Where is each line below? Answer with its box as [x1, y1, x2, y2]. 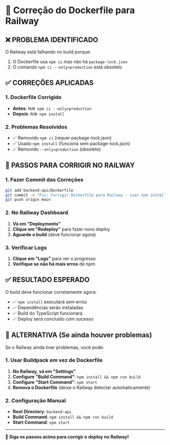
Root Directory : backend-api [12, 409, 72, 415]
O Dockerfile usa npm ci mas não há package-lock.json [12, 59, 128, 65]
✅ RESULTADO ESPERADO [5, 276, 90, 284]
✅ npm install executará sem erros [12, 298, 87, 305]
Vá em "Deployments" [12, 220, 61, 227]
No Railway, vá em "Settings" [12, 368, 76, 374]
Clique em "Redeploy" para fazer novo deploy [12, 226, 110, 232]
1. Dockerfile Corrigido [5, 94, 62, 101]
